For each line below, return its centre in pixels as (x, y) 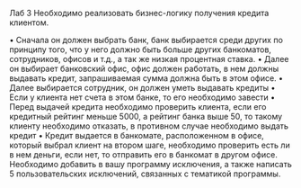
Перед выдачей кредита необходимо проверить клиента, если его (138, 107)
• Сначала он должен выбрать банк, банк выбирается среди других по (146, 40)
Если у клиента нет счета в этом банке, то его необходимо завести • (142, 97)
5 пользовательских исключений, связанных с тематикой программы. (145, 174)
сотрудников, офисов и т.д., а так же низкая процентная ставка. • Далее (149, 59)
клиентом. (29, 22)
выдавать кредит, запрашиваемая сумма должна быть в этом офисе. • (146, 78)
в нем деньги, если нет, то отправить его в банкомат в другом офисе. (144, 155)
